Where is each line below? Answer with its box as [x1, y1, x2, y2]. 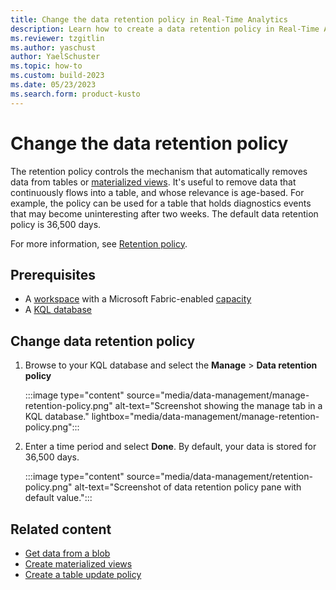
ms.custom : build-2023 [10, 71, 105, 81]
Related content [10, 521, 112, 538]
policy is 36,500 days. [10, 218, 102, 230]
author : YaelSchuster [10, 52, 101, 62]
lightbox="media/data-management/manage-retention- [91, 411, 320, 423]
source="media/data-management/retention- [126, 471, 313, 483]
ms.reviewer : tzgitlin [10, 33, 105, 43]
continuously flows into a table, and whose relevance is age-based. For [10, 186, 305, 198]
